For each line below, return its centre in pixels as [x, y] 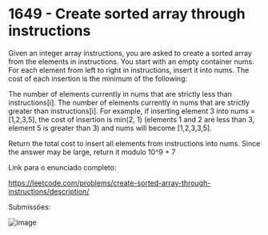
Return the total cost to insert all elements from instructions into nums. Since [134, 143]
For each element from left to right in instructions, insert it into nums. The [129, 70]
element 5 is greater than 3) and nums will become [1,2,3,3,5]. [110, 128]
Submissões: [30, 207]
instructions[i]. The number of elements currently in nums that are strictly [129, 102]
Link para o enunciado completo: [62, 167]
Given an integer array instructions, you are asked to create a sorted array [130, 53]
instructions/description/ [49, 191]
